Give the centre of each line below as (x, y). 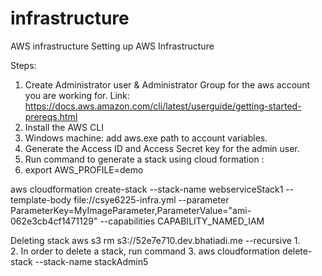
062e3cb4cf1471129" (54, 221)
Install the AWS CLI (64, 127)
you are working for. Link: (77, 95)
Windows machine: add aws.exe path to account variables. (146, 138)
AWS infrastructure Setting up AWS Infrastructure (112, 46)
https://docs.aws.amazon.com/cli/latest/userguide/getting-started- (163, 106)
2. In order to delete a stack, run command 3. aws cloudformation (145, 251)
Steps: (23, 65)
